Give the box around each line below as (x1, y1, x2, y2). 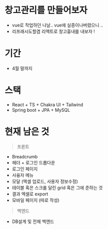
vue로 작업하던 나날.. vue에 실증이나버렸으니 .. (11, 22, 103, 28)
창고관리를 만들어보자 (4, 5, 88, 16)
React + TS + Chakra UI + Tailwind (11, 101, 83, 108)
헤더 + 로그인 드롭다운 (11, 159, 55, 165)
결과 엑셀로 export (11, 191, 48, 197)
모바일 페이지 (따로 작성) (11, 197, 59, 203)
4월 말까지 (11, 65, 33, 71)
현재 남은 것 (4, 126, 49, 137)
